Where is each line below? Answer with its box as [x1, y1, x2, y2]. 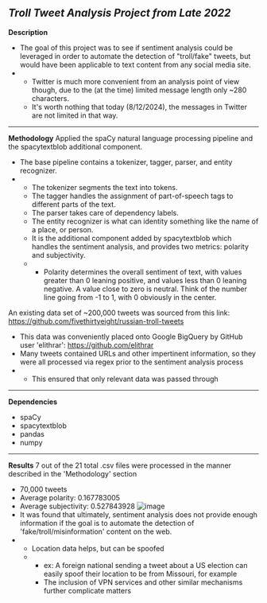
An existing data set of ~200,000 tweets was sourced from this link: [8, 308, 230, 317]
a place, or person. [31, 224, 94, 234]
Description [8, 27, 48, 37]
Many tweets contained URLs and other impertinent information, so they [19, 348, 257, 358]
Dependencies [8, 397, 58, 407]
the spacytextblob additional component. [8, 142, 143, 151]
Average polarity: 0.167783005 [19, 492, 121, 502]
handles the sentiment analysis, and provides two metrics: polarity [31, 242, 249, 251]
